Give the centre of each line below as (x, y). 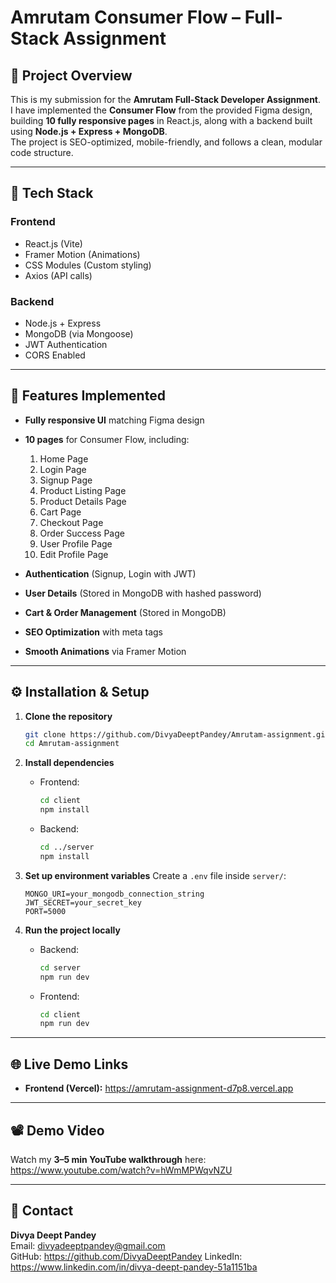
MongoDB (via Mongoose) (79, 333)
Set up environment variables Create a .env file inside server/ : (155, 875)
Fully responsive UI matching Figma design (114, 420)
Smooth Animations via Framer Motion (105, 651)
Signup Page (66, 480)
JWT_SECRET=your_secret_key (83, 902)
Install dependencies (69, 763)
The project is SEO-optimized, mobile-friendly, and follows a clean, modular (166, 142)
